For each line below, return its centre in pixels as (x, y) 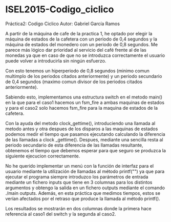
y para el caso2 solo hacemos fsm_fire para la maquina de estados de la (81, 108)
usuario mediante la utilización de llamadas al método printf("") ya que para (85, 171)
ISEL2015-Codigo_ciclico (60, 9)
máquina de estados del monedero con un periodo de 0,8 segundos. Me (81, 44)
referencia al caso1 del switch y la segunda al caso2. (61, 214)
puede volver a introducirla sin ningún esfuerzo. (56, 60)
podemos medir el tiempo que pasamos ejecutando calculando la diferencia (85, 134)
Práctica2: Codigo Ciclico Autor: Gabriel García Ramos (63, 24)
